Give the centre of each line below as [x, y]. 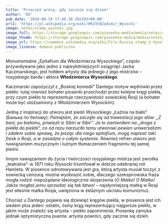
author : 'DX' [19, 14]
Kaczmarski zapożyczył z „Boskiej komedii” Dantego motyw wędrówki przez [84, 86]
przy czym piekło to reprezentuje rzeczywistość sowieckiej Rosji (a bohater [83, 97]
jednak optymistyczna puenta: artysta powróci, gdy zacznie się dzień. [78, 216]
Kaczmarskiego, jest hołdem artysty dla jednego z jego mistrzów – [74, 71]
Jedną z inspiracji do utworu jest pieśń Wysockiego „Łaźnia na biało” [77, 112]
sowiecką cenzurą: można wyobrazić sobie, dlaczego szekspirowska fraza [82, 174]
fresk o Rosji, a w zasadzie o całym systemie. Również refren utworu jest [81, 138]
